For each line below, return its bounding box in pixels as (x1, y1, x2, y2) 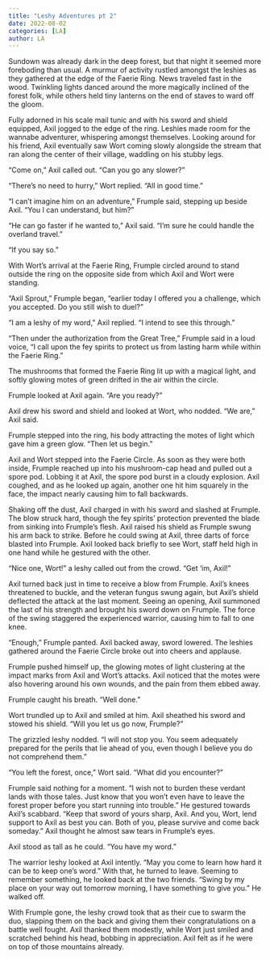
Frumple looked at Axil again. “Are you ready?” (8, 391, 163, 400)
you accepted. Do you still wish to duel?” (8, 302, 143, 312)
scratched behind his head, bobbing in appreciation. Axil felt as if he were (8, 933, 253, 943)
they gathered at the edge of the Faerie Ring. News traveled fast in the (8, 74, 242, 83)
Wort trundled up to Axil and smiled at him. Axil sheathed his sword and (8, 711, 246, 720)
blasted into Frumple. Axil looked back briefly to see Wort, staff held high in (8, 539, 259, 549)
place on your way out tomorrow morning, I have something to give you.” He (8, 883, 262, 894)
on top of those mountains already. (8, 942, 125, 952)
